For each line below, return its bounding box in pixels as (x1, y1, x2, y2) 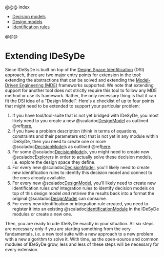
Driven (5, 82, 19, 88)
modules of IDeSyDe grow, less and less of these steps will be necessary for (5, 241, 159, 247)
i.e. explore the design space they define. (12, 159, 96, 165)
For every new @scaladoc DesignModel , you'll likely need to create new (12, 180, 156, 186)
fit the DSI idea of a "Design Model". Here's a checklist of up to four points (5, 98, 155, 104)
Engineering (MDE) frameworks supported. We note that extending (19, 82, 154, 88)
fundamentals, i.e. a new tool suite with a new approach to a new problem (5, 231, 154, 236)
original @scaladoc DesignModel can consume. (12, 195, 107, 201)
